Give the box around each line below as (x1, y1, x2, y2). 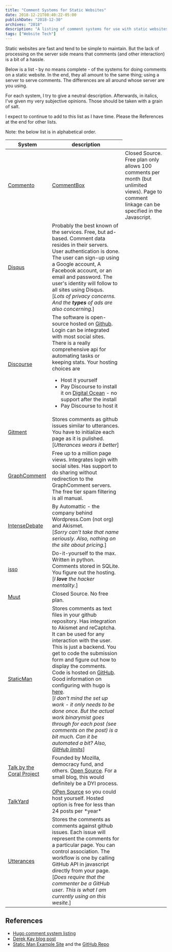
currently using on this (52, 893, 106, 900)
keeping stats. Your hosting (52, 359, 118, 366)
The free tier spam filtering (52, 488, 117, 495)
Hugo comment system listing (12, 930, 76, 936)
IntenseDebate (8, 522, 44, 529)
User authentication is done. (52, 248, 120, 254)
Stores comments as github (52, 416, 118, 423)
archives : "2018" (5, 22, 42, 27)
